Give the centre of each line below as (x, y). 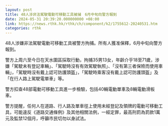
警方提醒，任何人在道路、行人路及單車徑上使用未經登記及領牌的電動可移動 (82, 106)
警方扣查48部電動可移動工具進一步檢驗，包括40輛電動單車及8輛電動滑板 (80, 89)
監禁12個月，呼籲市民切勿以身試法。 (51, 119)
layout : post (19, 10)
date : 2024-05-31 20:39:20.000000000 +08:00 (52, 19)
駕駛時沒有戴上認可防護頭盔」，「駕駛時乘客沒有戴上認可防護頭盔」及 (88, 72)
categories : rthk (23, 28)
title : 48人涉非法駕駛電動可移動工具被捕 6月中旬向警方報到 (61, 14)
